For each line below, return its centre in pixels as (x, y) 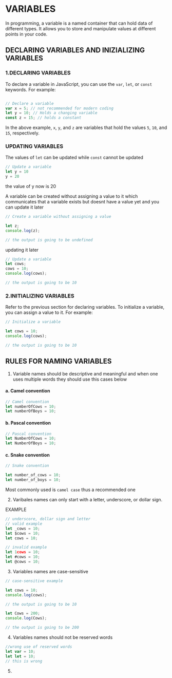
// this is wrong (24, 661)
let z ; (12, 226)
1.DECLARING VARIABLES (38, 73)
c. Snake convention (27, 455)
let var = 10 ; (21, 651)
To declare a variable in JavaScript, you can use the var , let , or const (79, 84)
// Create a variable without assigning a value (58, 217)
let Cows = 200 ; (23, 614)
